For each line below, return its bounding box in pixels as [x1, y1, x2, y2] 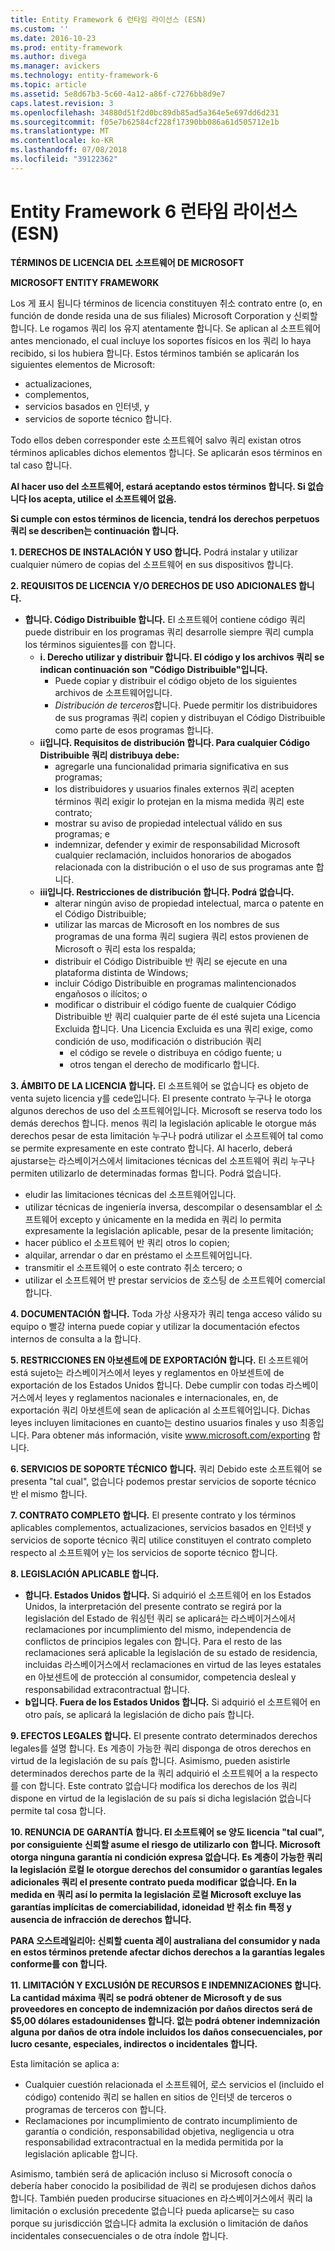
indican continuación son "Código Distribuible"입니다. [39, 663, 268, 675]
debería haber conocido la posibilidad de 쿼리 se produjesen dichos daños [10, 2179, 317, 2191]
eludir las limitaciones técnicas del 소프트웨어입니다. [24, 1188, 237, 1200]
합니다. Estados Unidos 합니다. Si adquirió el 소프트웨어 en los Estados [24, 1589, 312, 1601]
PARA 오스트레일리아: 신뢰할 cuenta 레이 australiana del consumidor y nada [10, 1934, 321, 1946]
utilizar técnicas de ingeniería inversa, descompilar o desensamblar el [24, 1201, 313, 1213]
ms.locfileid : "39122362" [10, 154, 118, 164]
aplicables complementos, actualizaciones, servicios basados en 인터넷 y [10, 1521, 312, 1533]
